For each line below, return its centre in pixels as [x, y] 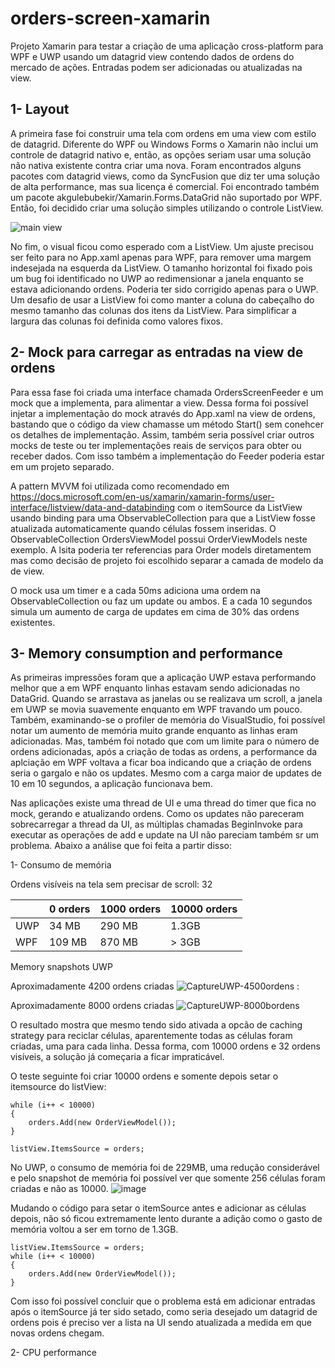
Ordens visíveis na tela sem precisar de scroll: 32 [111, 884]
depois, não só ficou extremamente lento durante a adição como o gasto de [166, 1219]
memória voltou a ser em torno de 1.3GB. [94, 1229]
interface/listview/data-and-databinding [93, 507]
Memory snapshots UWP [61, 967]
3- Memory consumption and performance [146, 653]
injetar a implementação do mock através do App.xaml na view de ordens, [163, 413]
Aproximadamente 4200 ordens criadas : [155, 986]
